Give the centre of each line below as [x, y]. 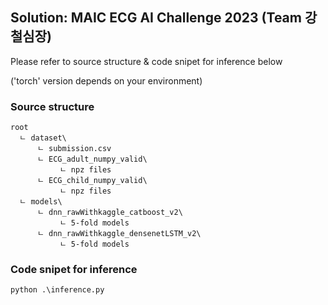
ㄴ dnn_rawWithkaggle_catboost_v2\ [109, 213]
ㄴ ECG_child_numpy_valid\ [92, 181]
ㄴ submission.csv [74, 149]
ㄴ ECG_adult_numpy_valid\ [92, 159]
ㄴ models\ [41, 202]
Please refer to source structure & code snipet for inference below [146, 61]
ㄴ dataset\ [43, 138]
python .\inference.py [57, 290]
